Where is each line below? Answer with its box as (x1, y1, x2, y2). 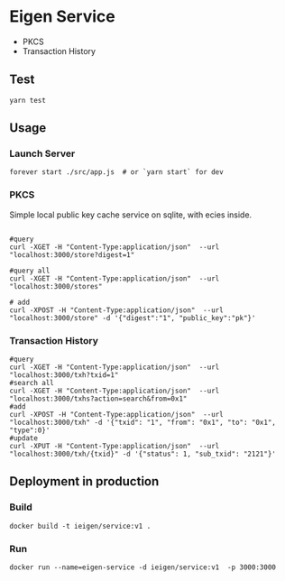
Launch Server (9, 147, 76, 160)
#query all (9, 266, 51, 275)
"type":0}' (9, 426, 51, 435)
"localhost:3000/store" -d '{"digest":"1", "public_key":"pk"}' (9, 313, 256, 322)
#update (9, 434, 39, 443)
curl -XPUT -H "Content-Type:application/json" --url (9, 442, 220, 451)
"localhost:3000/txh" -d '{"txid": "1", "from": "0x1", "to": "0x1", (9, 418, 277, 428)
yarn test (9, 96, 47, 105)
